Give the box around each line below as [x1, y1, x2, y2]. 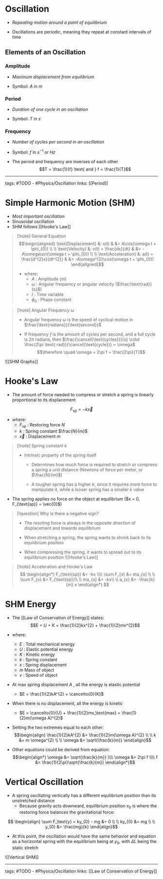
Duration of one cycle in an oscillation [12, 106, 88, 112]
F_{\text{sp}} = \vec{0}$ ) [12, 501, 62, 507]
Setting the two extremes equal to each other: [12, 724, 104, 730]
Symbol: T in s [12, 116, 41, 122]
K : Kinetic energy [19, 651, 55, 657]
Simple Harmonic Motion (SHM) [5, 197, 135, 209]
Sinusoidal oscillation [12, 218, 55, 224]
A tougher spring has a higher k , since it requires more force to [31, 481, 157, 487]
